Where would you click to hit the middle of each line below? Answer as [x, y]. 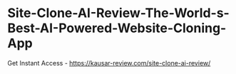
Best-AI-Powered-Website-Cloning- [117, 28]
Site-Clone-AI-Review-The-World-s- [118, 13]
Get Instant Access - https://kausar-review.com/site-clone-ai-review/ [109, 63]
